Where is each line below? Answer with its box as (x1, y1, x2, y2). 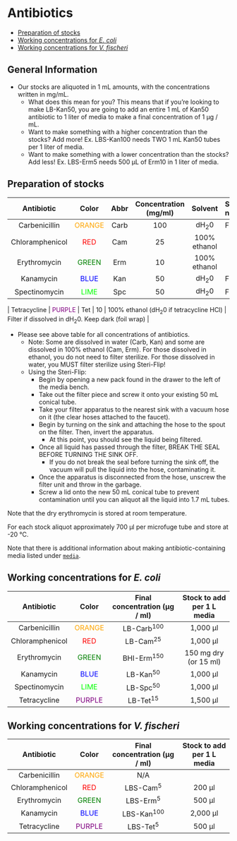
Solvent (191, 203, 219, 213)
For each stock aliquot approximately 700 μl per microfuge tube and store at (7, 523, 229, 531)
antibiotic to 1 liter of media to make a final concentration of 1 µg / (28, 112, 219, 121)
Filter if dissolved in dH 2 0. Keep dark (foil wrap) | (7, 314, 150, 325)
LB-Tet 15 (128, 694, 159, 705)
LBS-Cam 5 (124, 782, 162, 793)
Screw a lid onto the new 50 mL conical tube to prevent (38, 487, 200, 496)
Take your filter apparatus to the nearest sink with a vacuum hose (38, 405, 229, 414)
